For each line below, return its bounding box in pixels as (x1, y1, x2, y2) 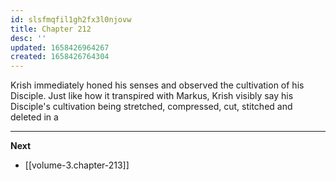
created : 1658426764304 (10, 52, 110, 62)
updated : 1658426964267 (10, 42, 110, 53)
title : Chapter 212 (10, 24, 92, 34)
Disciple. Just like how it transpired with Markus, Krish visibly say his (10, 90, 294, 102)
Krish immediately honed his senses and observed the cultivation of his (10, 79, 305, 91)
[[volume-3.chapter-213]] (24, 159, 130, 171)
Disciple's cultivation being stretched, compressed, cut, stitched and (10, 101, 293, 113)
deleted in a (10, 111, 59, 123)
